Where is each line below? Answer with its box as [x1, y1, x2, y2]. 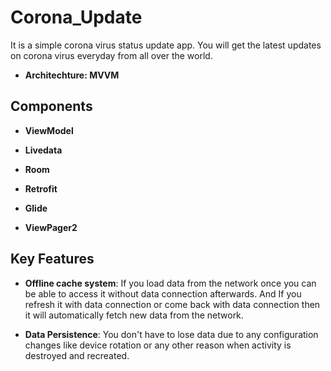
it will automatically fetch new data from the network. [24, 309, 244, 321]
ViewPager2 [24, 221, 78, 233]
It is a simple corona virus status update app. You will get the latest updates [10, 39, 322, 51]
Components [10, 98, 93, 115]
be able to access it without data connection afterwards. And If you [24, 287, 302, 300]
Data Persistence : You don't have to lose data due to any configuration [24, 328, 319, 340]
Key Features [10, 251, 95, 268]
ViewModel [24, 124, 74, 136]
